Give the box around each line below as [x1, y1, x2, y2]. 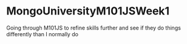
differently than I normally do [6, 30, 79, 37]
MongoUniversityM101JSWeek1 [6, 4, 170, 18]
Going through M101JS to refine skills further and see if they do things [6, 24, 181, 31]
